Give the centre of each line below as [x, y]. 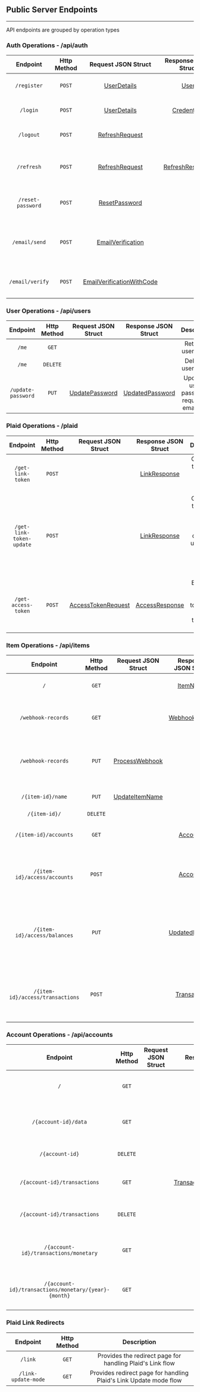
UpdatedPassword [149, 393]
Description [139, 1342]
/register [29, 86]
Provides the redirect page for [139, 1356]
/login [29, 110]
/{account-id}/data [60, 1122]
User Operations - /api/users [49, 311]
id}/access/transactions [44, 997]
